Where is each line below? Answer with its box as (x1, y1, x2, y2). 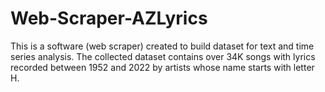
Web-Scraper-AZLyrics (10, 7, 208, 30)
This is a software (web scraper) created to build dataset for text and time (10, 40, 315, 52)
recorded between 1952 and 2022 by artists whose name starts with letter (10, 61, 315, 73)
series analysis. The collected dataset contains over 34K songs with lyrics (10, 50, 316, 62)
